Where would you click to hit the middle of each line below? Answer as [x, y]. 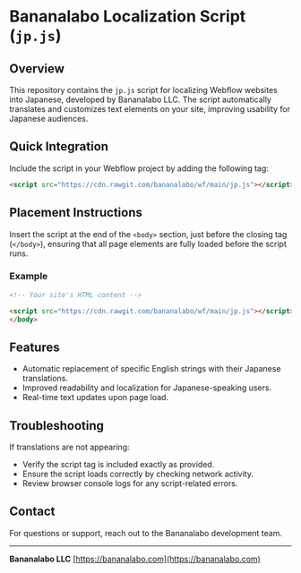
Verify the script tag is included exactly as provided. [118, 465]
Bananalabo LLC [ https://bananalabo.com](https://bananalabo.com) [135, 559]
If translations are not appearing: [69, 447]
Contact [32, 512]
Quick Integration [59, 146]
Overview [37, 68]
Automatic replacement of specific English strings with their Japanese [151, 369]
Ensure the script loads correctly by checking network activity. [138, 474]
